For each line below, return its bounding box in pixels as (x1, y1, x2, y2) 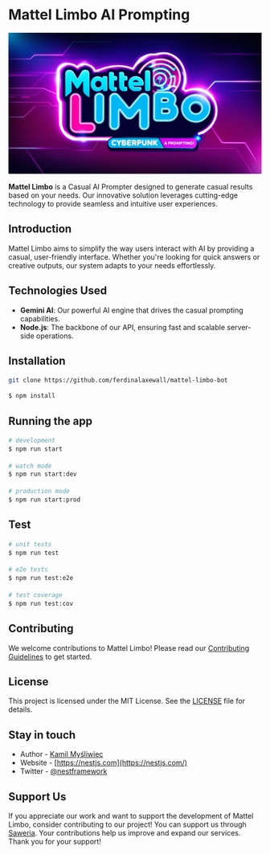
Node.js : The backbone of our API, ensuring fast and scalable (19, 322, 226, 332)
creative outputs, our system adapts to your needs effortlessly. (8, 260, 216, 270)
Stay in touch (8, 728, 76, 742)
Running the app (8, 414, 92, 427)
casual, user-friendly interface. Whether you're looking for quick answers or (8, 251, 260, 262)
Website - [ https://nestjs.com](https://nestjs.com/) (19, 758, 187, 768)
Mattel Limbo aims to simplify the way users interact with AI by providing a (8, 243, 255, 253)
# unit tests (8, 540, 52, 548)
